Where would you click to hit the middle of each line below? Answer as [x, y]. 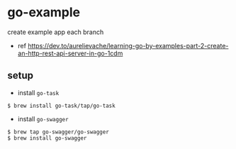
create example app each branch [56, 32]
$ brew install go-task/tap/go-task [61, 106]
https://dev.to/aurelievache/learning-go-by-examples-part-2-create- [128, 45]
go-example [44, 12]
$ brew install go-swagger [47, 138]
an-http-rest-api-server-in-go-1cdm [70, 53]
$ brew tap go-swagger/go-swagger [58, 132]
